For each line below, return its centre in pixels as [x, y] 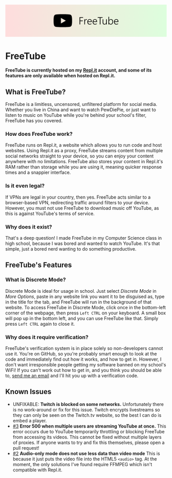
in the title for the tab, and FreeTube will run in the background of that [79, 302]
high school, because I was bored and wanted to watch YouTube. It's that [83, 243]
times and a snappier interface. [38, 172]
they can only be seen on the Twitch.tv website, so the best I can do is [87, 415]
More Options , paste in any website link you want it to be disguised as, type [85, 296]
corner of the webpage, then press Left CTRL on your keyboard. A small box [86, 313]
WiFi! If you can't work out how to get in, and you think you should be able [84, 370]
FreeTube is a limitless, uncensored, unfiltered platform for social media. [81, 104]
